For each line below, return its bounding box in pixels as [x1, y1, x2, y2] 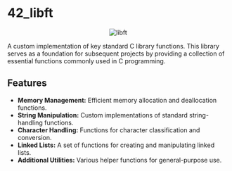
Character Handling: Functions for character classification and [17, 125, 200, 134]
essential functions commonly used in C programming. [7, 56, 166, 65]
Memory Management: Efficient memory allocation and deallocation [17, 96, 217, 104]
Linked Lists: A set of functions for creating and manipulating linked [17, 141, 215, 149]
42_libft [7, 5, 53, 21]
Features [7, 77, 47, 89]
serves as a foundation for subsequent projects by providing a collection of [7, 49, 225, 58]
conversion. [17, 133, 52, 141]
